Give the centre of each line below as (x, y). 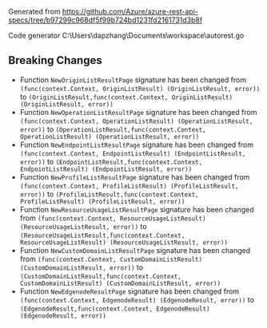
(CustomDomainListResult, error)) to (82, 267)
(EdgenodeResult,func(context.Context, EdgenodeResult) (115, 309)
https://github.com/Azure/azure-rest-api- (130, 12)
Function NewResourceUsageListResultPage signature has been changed (137, 209)
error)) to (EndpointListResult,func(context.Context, (111, 161)
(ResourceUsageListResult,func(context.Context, (102, 235)
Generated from (35, 12)
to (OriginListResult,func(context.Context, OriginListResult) (126, 97)
